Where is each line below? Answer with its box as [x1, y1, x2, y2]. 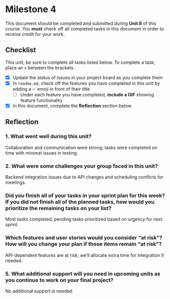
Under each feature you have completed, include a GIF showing [20, 91, 154, 97]
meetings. [5, 179, 26, 185]
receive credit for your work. [5, 31, 65, 37]
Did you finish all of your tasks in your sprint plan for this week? [5, 192, 165, 199]
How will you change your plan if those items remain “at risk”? [5, 241, 162, 248]
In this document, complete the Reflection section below [12, 102, 132, 108]
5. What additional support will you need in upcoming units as [5, 270, 161, 277]
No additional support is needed [5, 288, 73, 294]
